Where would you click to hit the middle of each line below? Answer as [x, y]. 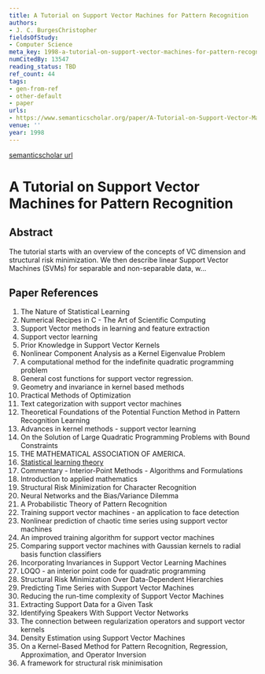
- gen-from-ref [34, 89]
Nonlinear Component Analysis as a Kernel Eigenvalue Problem [123, 354]
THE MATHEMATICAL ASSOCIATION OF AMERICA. [103, 454]
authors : [23, 23]
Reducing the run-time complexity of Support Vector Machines [122, 596]
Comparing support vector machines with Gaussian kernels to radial [131, 546]
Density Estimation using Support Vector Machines [103, 638]
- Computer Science [41, 45]
